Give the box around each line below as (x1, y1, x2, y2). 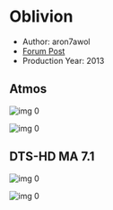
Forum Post (22, 45, 65, 56)
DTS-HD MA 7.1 (9, 149, 95, 164)
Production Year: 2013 (22, 55, 105, 66)
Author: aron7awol (22, 36, 91, 47)
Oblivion (9, 6, 74, 27)
